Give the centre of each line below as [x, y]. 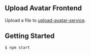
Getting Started [30, 36]
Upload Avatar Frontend [43, 8]
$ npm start [17, 47]
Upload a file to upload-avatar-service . [45, 20]
